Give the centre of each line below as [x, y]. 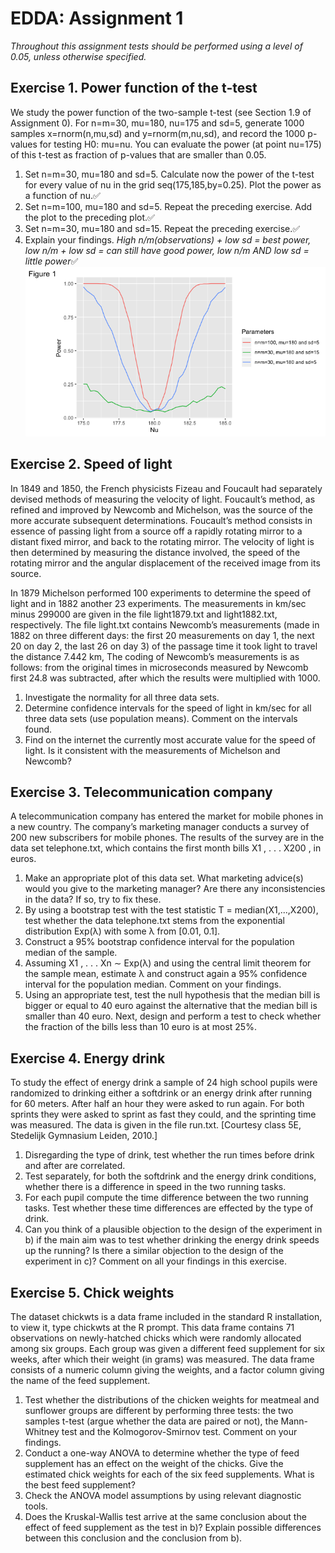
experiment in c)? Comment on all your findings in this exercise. [155, 1261]
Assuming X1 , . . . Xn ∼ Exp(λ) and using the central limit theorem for [168, 963]
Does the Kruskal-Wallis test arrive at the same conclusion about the [165, 1516]
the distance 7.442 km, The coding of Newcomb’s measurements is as [155, 656]
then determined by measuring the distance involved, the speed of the [155, 552]
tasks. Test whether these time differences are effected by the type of [169, 1208]
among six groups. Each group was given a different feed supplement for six [168, 1348]
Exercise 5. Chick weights [92, 1292]
